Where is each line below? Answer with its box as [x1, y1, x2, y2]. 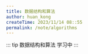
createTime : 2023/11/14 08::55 [6, 19, 83, 25]
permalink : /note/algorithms [6, 24, 77, 31]
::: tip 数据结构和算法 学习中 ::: [6, 41, 79, 48]
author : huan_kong [6, 14, 51, 20]
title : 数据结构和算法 [6, 8, 56, 15]
